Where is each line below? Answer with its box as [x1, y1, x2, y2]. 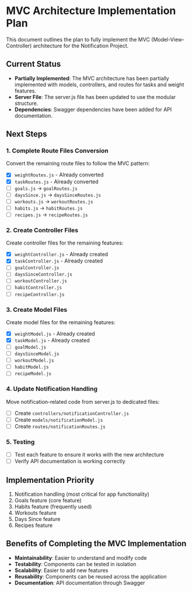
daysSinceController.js [14, 271, 73, 278]
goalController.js [14, 265, 60, 271]
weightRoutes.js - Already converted [14, 171, 104, 178]
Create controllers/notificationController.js [14, 409, 130, 417]
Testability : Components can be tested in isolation [14, 560, 137, 567]
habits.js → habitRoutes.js [14, 204, 83, 212]
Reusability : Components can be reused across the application [14, 573, 167, 580]
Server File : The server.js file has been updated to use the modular [14, 93, 176, 100]
